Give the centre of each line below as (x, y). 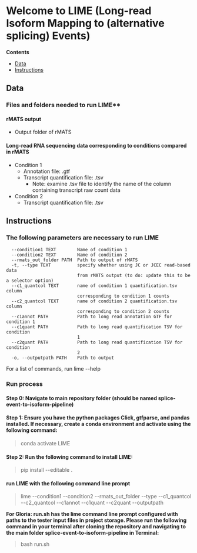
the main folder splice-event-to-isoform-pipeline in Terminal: (83, 533)
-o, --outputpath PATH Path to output (63, 358)
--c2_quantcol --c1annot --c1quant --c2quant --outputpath (92, 503)
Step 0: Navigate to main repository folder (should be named (82, 398)
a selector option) (30, 281)
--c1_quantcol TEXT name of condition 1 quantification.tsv (94, 286)
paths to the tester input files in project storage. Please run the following (96, 520)
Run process (24, 384)
